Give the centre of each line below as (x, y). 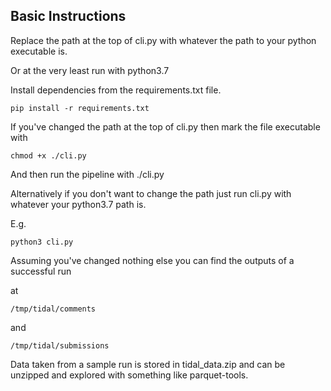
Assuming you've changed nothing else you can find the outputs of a (152, 260)
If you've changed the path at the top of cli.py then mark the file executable (165, 126)
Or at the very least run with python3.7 (90, 70)
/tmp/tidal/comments (53, 309)
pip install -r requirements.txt (80, 108)
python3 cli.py (42, 242)
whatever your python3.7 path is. (78, 204)
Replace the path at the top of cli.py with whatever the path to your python (163, 40)
